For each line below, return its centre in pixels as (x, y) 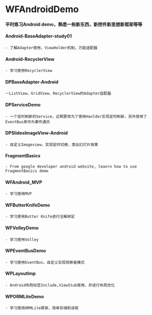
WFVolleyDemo (22, 228)
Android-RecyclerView (30, 59)
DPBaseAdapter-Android (32, 82)
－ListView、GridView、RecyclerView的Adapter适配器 (58, 94)
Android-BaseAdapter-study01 (39, 36)
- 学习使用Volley (22, 240)
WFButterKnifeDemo (28, 205)
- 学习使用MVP (18, 194)
